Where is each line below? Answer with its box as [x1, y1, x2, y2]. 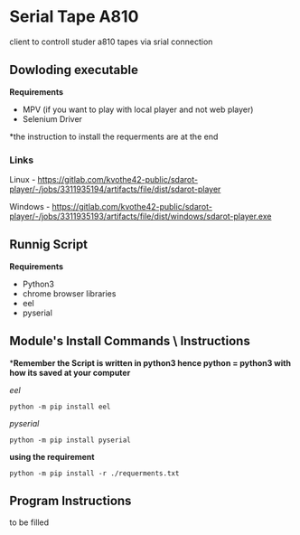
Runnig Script [9, 237, 89, 252]
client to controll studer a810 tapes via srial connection [9, 36, 213, 47]
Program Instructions [9, 493, 132, 509]
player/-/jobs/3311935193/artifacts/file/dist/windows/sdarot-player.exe [9, 211, 272, 222]
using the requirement [9, 451, 95, 462]
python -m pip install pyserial [9, 436, 131, 445]
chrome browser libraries [22, 287, 117, 299]
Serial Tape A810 [9, 6, 139, 27]
